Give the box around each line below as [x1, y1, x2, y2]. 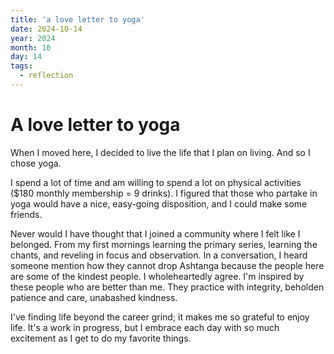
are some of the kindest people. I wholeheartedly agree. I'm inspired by [10, 270, 305, 282]
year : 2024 [10, 33, 56, 43]
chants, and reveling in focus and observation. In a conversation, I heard [10, 249, 308, 261]
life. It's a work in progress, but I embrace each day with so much [10, 321, 280, 333]
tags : [10, 61, 33, 71]
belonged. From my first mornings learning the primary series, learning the [10, 238, 318, 250]
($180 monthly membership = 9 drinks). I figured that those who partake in [10, 187, 318, 199]
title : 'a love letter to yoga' [10, 14, 145, 25]
